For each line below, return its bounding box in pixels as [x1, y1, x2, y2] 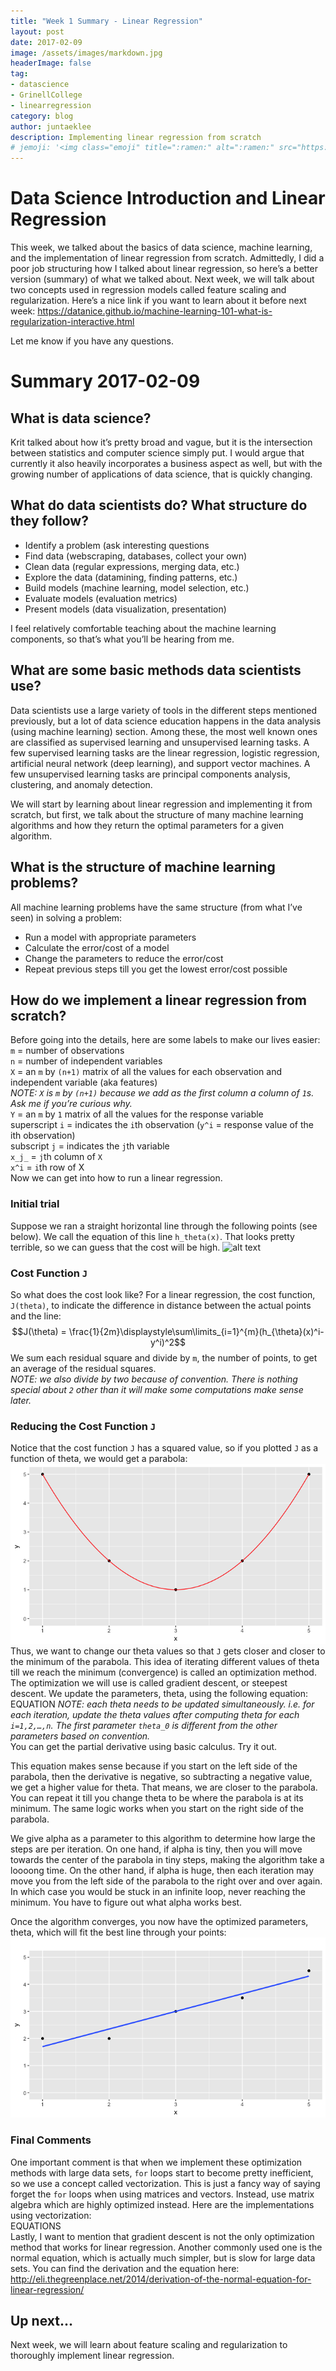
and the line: [10, 1310, 62, 1322]
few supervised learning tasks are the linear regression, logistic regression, [10, 746, 320, 759]
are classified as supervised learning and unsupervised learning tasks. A [10, 736, 310, 748]
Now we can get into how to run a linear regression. [10, 1172, 223, 1184]
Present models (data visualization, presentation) [24, 603, 227, 615]
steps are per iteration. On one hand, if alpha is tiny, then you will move [10, 1843, 303, 1855]
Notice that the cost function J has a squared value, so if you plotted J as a [10, 1442, 319, 1454]
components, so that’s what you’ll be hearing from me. [10, 633, 235, 645]
